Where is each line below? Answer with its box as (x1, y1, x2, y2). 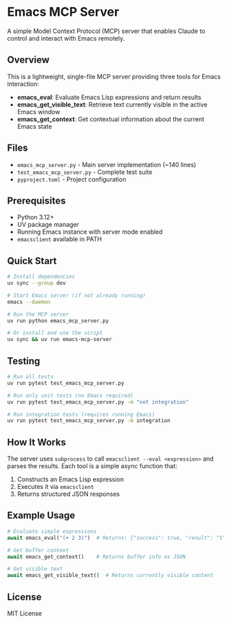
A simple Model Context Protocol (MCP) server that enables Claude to (7, 27, 206, 35)
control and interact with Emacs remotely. (7, 34, 125, 42)
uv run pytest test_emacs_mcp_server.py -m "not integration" (7, 398, 189, 406)
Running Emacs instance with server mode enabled (16, 228, 163, 236)
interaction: (7, 80, 40, 88)
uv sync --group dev (7, 280, 67, 287)
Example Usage (7, 510, 76, 521)
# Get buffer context (7, 547, 69, 554)
